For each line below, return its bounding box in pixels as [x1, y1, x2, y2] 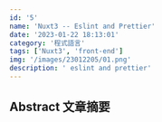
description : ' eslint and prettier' [9, 64, 152, 73]
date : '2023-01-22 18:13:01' [9, 30, 119, 39]
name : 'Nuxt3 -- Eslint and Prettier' [9, 22, 156, 31]
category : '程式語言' [9, 38, 86, 48]
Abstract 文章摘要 [9, 99, 110, 115]
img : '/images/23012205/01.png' [9, 55, 131, 64]
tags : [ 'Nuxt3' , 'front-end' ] [9, 47, 124, 56]
